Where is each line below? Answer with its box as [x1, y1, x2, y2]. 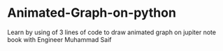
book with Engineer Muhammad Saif [7, 35, 112, 43]
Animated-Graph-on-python [7, 5, 177, 21]
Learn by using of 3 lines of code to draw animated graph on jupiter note [7, 28, 217, 36]
